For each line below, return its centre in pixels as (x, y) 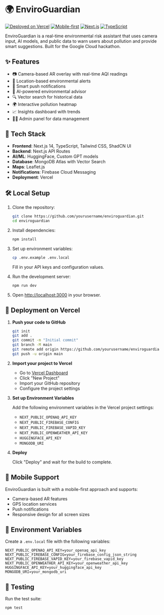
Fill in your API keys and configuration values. (58, 267)
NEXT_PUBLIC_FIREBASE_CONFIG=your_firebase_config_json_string (71, 555)
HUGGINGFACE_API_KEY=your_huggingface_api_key (53, 568)
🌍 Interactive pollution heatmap (44, 104)
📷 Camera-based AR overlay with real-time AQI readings (70, 74)
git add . (22, 336)
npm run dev (24, 285)
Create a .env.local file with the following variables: (58, 541)
